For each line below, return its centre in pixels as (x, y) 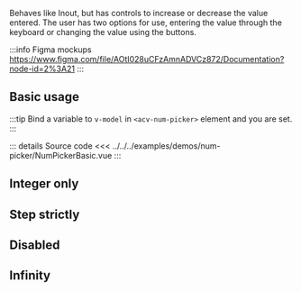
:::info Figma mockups (50, 50)
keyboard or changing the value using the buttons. (103, 32)
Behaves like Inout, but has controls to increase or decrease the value (139, 13)
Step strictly (45, 214)
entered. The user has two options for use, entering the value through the (146, 23)
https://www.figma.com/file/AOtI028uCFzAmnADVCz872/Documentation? (147, 59)
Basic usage (44, 97)
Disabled (35, 245)
